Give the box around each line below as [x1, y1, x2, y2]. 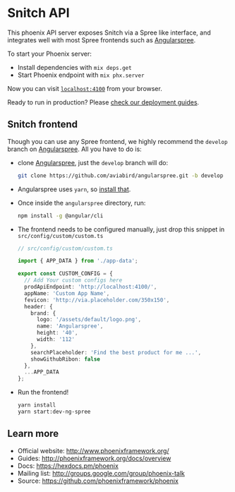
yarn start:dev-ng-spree [17, 408, 91, 415]
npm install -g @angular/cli [17, 212, 104, 220]
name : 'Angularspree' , [36, 323, 104, 330]
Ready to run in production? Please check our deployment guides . [7, 97, 200, 107]
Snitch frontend [7, 119, 78, 131]
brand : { [30, 309, 56, 317]
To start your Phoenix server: [7, 49, 92, 58]
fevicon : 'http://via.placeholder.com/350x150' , [24, 296, 170, 304]
